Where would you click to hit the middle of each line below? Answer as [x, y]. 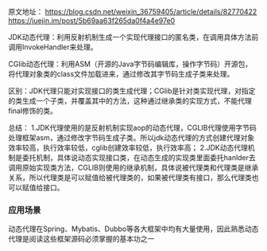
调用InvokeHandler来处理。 [53, 47]
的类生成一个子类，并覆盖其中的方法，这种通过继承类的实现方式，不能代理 [130, 101]
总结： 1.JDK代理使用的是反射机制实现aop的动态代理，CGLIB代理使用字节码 [132, 127]
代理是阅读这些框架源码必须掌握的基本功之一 [81, 239]
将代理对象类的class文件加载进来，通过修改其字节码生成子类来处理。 [121, 74]
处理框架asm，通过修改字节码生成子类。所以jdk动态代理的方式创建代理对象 [132, 137]
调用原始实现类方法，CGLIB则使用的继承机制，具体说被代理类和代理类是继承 [133, 167]
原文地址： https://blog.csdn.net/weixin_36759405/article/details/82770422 [133, 12]
